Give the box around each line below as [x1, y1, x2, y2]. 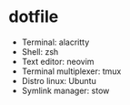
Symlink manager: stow [21, 85, 110, 96]
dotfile [8, 6, 59, 27]
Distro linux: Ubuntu [21, 75, 96, 86]
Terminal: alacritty [21, 37, 90, 47]
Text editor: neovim [21, 56, 95, 67]
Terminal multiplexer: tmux [21, 66, 122, 77]
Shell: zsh [21, 46, 59, 57]
